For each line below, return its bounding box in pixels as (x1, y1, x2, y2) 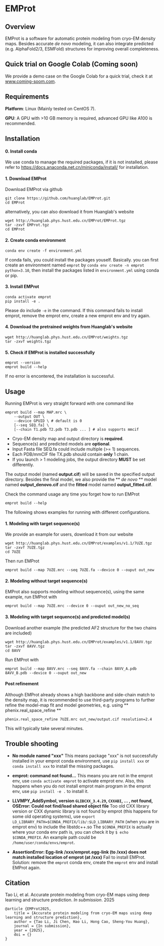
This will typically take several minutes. (5, 725, 84, 731)
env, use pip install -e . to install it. (12, 788, 89, 794)
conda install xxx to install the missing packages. (12, 763, 115, 769)
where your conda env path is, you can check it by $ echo (12, 829, 129, 835)
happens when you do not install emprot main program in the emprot (12, 783, 151, 789)
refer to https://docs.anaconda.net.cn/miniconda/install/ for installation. (5, 164, 149, 170)
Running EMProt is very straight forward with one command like (5, 400, 134, 406)
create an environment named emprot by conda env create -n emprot (5, 262, 144, 268)
